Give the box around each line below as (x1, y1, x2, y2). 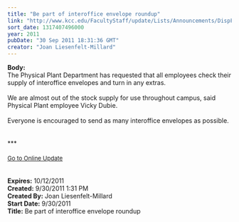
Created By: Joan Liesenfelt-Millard (7, 192, 112, 200)
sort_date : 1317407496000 (7, 24, 84, 31)
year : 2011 (7, 30, 40, 38)
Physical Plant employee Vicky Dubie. (7, 101, 118, 109)
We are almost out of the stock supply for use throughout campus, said (7, 94, 216, 102)
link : (7, 17, 23, 24)
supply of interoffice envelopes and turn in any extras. (7, 79, 166, 86)
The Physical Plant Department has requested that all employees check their (7, 71, 232, 79)
